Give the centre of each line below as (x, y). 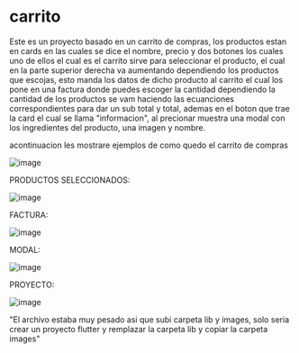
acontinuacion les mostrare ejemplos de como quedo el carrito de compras (149, 145)
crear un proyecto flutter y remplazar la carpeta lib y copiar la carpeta (139, 329)
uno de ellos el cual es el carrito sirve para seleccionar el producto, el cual (147, 60)
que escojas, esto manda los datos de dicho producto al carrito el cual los (146, 79)
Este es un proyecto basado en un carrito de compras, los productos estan (148, 41)
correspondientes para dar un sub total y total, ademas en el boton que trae (149, 108)
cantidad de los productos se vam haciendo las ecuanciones (122, 99)
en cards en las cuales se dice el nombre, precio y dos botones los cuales (146, 50)
